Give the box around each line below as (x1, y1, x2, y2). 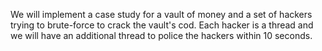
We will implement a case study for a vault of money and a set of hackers (10, 9, 313, 20)
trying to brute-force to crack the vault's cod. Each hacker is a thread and (10, 19, 314, 31)
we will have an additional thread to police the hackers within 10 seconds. (10, 30, 313, 41)
